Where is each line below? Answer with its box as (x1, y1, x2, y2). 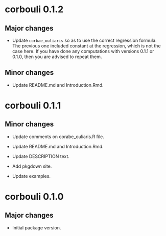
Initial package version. (12, 224, 61, 230)
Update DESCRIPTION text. (12, 153, 70, 159)
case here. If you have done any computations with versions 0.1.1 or (12, 48, 154, 54)
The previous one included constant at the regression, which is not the (12, 43, 161, 49)
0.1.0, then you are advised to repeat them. (12, 54, 102, 60)
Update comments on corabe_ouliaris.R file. (12, 134, 104, 140)
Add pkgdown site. (12, 163, 52, 169)
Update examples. (12, 173, 51, 179)
